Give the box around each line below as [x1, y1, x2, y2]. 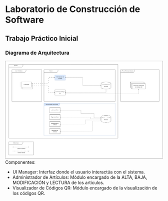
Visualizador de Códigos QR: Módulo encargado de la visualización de [12, 185, 157, 191]
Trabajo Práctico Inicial [5, 34, 78, 43]
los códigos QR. [12, 190, 45, 196]
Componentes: [5, 159, 36, 165]
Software [5, 14, 44, 26]
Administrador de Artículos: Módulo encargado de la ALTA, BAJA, [12, 174, 147, 180]
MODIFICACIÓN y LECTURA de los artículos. [12, 179, 104, 186]
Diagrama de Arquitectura [5, 49, 69, 56]
